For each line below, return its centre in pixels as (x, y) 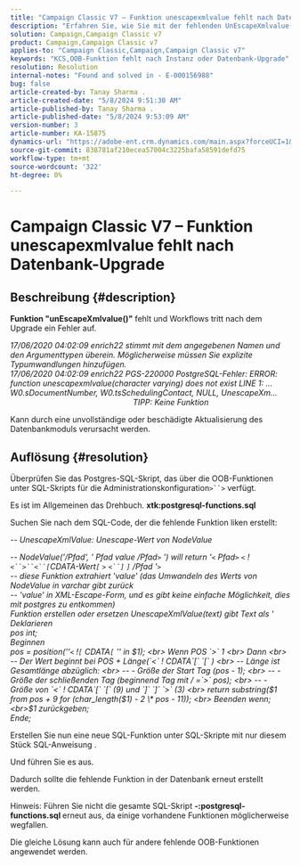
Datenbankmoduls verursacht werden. (80, 429)
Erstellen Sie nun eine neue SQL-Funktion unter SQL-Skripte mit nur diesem (148, 735)
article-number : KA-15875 (58, 134)
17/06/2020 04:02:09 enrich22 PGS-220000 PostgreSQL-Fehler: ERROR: (144, 374)
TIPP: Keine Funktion (171, 403)
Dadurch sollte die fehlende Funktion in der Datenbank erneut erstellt (137, 780)
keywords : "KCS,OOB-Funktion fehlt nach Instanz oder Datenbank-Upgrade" (150, 59)
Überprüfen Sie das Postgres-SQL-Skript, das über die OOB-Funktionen (142, 478)
